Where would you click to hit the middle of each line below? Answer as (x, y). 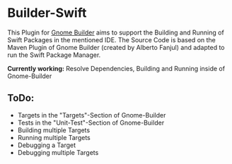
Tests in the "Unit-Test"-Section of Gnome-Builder (91, 122)
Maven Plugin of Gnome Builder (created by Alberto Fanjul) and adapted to (116, 47)
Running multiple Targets (54, 137)
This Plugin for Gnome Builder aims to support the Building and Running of (116, 32)
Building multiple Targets (54, 130)
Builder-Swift (47, 13)
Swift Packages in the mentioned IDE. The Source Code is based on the (111, 39)
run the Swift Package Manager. (54, 55)
